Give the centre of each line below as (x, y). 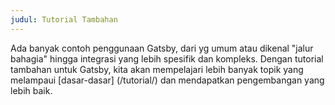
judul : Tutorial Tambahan (64, 19)
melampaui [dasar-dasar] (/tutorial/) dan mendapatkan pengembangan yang (167, 80)
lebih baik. (31, 90)
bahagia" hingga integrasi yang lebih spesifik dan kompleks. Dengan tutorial (167, 58)
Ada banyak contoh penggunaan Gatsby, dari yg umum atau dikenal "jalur (162, 48)
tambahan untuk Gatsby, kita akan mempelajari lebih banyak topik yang (157, 69)
